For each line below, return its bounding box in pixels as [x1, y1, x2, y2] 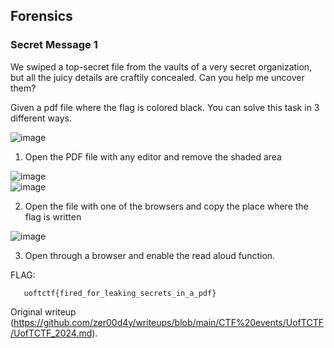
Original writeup [10, 305, 77, 318]
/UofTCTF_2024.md [10, 327, 93, 339]
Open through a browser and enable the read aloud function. [24, 249, 276, 261]
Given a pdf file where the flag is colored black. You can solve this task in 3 [10, 101, 320, 113]
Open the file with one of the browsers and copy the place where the [24, 200, 309, 212]
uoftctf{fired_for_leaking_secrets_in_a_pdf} [23, 288, 217, 298]
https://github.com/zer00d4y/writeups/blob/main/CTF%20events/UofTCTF [13, 316, 324, 328]
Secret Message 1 [10, 38, 98, 52]
